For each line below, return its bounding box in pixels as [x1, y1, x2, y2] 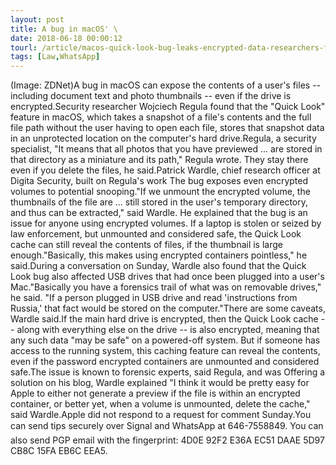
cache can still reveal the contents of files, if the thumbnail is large [10, 239, 283, 251]
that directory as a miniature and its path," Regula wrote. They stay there [10, 154, 309, 166]
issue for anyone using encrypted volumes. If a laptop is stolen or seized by [10, 217, 322, 230]
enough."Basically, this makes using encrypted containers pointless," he [10, 249, 308, 261]
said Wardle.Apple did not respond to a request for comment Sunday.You [10, 409, 312, 421]
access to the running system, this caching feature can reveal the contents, [10, 345, 321, 357]
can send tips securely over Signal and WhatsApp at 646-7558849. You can [10, 420, 324, 432]
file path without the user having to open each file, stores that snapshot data [10, 122, 325, 134]
